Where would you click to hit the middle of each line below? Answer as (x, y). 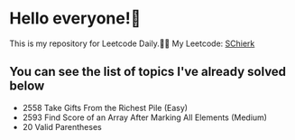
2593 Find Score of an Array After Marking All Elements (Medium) (145, 117)
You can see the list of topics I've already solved (148, 72)
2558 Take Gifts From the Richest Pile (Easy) (105, 107)
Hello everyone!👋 (75, 19)
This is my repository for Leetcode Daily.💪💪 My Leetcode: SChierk (132, 43)
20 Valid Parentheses (62, 126)
